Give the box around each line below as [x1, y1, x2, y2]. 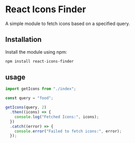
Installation [5, 35, 42, 44]
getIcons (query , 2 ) [5, 105, 47, 110]
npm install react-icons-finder [5, 59, 74, 64]
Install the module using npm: [5, 49, 67, 55]
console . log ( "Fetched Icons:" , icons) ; [14, 114, 99, 120]
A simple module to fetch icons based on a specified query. [5, 20, 130, 27]
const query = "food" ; [5, 96, 53, 101]
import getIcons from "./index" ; [5, 86, 76, 91]
